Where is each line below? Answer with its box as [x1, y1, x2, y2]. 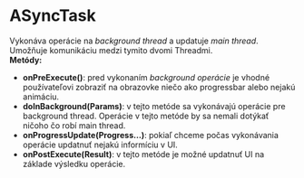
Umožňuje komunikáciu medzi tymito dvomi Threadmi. [9, 44, 213, 55]
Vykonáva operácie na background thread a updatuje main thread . [9, 35, 259, 46]
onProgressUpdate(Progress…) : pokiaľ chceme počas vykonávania [22, 129, 279, 140]
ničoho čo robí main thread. [22, 119, 126, 131]
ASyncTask [9, 5, 97, 26]
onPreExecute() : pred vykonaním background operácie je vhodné [22, 71, 270, 82]
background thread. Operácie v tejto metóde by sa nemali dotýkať [22, 110, 270, 121]
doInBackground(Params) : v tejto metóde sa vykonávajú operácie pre [22, 100, 286, 111]
